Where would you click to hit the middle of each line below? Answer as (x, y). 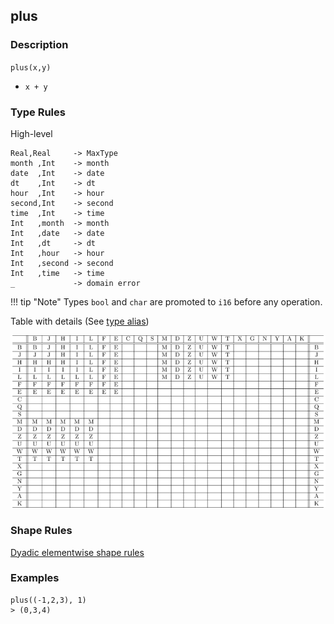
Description (39, 45)
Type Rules (38, 112)
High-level (31, 133)
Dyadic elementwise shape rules (77, 552)
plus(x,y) (31, 67)
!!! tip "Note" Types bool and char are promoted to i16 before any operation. (166, 301)
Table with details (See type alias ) (80, 321)
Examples (35, 578)
